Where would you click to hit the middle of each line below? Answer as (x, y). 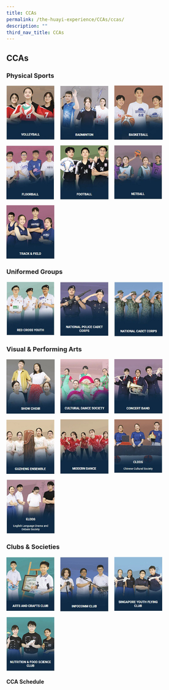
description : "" (27, 26)
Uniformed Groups (35, 272)
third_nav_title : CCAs (35, 33)
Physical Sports (30, 76)
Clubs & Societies (33, 547)
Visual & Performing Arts (44, 349)
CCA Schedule (25, 682)
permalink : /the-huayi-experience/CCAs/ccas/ (65, 19)
